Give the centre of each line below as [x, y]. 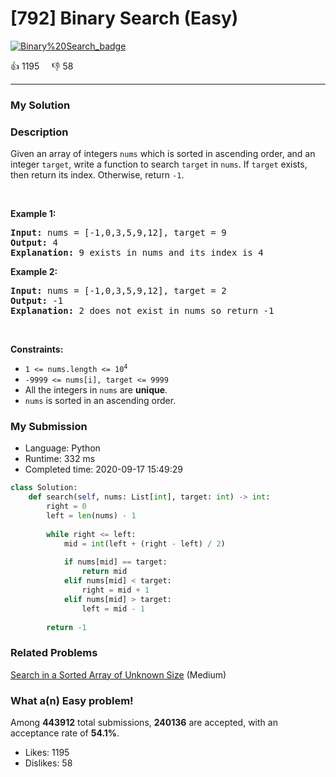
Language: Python [62, 448]
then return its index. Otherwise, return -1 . [97, 175]
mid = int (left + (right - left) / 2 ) [144, 543]
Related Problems [54, 653]
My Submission [49, 427]
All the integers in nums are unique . [96, 390]
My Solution [40, 105]
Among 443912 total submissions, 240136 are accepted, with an [144, 723]
